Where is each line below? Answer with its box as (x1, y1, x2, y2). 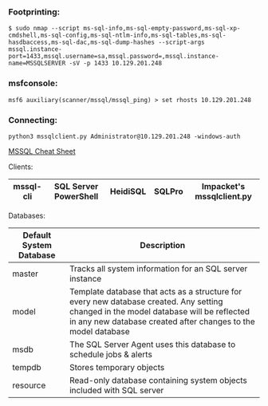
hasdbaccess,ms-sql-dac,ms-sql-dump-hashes (8, 38, 156, 46)
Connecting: (8, 114, 58, 125)
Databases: (8, 211, 46, 220)
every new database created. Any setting (69, 296, 223, 307)
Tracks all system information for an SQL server (69, 262, 248, 274)
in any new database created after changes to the (69, 316, 255, 327)
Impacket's (201, 180, 246, 191)
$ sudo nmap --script (8, 25, 81, 33)
